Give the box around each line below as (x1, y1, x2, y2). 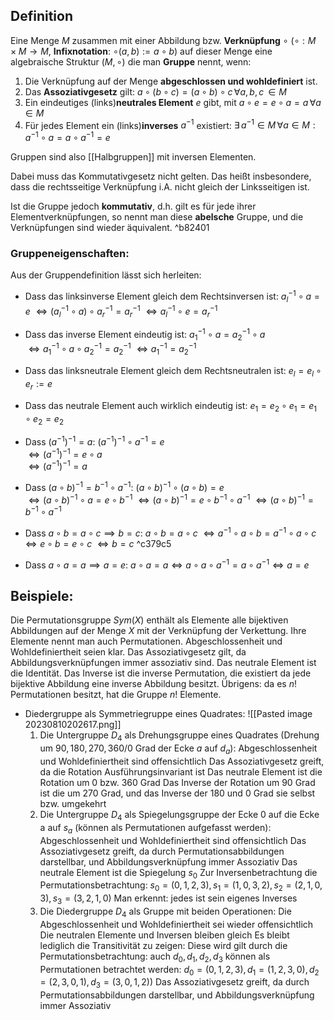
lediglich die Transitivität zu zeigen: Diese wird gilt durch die (39, 939, 288, 951)
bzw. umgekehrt (39, 798, 107, 810)
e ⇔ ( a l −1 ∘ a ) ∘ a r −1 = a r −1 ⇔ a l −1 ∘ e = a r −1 (24, 303, 218, 319)
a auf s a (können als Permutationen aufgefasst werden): (39, 821, 272, 836)
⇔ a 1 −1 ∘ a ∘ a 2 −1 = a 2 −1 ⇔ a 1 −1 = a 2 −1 (28, 341, 197, 358)
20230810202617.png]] (24, 719, 122, 731)
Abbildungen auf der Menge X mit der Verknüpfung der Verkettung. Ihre (10, 625, 307, 637)
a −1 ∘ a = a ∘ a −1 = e (24, 130, 111, 144)
